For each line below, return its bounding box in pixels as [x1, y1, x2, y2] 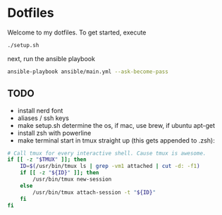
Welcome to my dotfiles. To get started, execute [7, 28, 147, 37]
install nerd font [17, 106, 63, 115]
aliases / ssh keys [17, 114, 69, 122]
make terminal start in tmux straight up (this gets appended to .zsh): [17, 136, 215, 145]
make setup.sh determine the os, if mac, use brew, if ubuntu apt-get [17, 121, 216, 129]
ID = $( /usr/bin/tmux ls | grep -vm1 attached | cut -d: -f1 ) [20, 163, 200, 170]
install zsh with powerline [17, 129, 92, 137]
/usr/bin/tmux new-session [32, 176, 112, 183]
